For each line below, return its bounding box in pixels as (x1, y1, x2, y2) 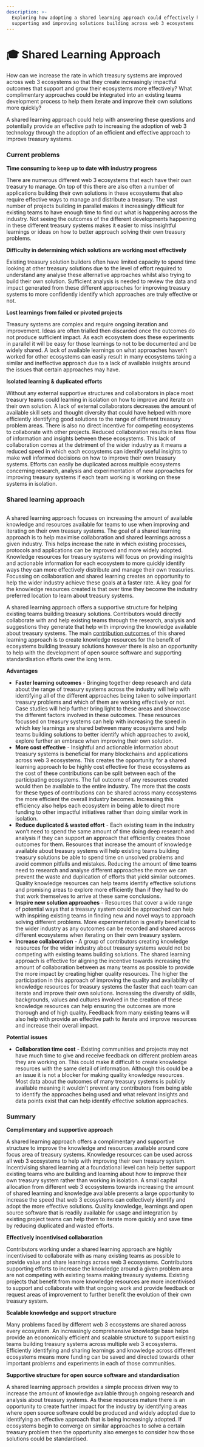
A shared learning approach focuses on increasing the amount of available (6, 514, 193, 521)
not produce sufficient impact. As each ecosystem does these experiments (6, 333, 194, 341)
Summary (6, 1112, 36, 1121)
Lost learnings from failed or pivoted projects (6, 309, 123, 316)
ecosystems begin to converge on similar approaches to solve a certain (6, 1422, 185, 1429)
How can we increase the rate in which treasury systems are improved (6, 72, 183, 79)
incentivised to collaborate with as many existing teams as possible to (6, 1252, 181, 1260)
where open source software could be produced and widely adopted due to (6, 1409, 195, 1417)
